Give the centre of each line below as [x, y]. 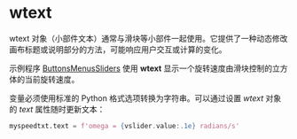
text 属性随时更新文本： [62, 109]
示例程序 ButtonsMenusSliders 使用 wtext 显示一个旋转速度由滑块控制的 [141, 68]
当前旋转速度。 [52, 79]
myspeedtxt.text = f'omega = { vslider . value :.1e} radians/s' [125, 126]
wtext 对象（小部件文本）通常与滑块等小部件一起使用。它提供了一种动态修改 [148, 38]
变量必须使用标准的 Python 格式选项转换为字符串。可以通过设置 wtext [137, 98]
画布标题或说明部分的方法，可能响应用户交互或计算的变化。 [118, 49]
